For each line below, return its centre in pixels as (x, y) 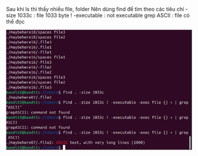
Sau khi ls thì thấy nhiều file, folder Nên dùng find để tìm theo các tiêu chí (95, 9)
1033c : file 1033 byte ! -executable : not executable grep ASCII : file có (103, 15)
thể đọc (15, 21)
